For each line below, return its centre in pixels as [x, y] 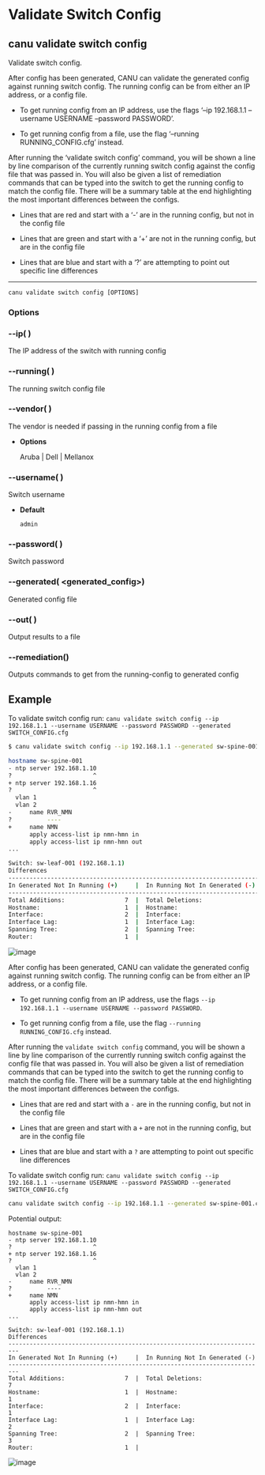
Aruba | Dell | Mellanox [57, 457]
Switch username [37, 495]
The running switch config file [57, 388]
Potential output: [35, 1218]
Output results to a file [44, 637]
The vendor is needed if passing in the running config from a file [113, 426]
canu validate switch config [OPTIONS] [74, 292]
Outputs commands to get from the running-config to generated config [123, 674]
